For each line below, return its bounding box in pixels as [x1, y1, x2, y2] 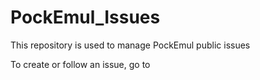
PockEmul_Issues [10, 6, 161, 29]
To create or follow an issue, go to [10, 58, 151, 70]
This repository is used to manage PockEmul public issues [10, 39, 251, 51]
